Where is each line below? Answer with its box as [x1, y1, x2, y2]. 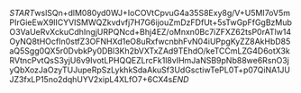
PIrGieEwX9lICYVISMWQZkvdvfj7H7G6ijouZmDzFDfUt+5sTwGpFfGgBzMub [9, 17, 293, 28]
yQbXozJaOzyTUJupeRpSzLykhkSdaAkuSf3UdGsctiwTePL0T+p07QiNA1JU [9, 64, 291, 75]
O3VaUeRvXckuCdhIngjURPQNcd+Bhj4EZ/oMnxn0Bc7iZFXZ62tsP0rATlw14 [9, 27, 292, 37]
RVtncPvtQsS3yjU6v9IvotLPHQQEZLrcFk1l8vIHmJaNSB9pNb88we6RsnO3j [9, 55, 290, 65]
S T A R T [9, 8, 35, 18]
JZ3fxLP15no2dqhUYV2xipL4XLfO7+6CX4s [9, 74, 173, 84]
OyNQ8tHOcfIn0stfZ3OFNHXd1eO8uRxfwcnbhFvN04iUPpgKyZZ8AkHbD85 [9, 36, 291, 46]
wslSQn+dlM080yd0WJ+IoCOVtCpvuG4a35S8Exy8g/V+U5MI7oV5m [34, 8, 291, 18]
